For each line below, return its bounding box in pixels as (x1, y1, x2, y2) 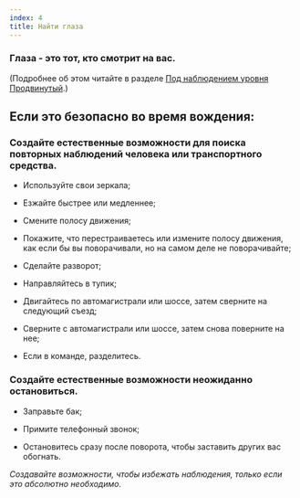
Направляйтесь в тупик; (22, 278, 117, 289)
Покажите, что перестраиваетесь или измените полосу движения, (22, 233, 284, 244)
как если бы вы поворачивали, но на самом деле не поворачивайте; (22, 243, 292, 254)
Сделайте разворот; (22, 260, 102, 271)
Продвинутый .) (9, 82, 68, 93)
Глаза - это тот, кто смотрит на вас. (9, 52, 176, 65)
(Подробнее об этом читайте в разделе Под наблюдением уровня (9, 72, 269, 83)
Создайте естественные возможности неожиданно (9, 374, 253, 387)
